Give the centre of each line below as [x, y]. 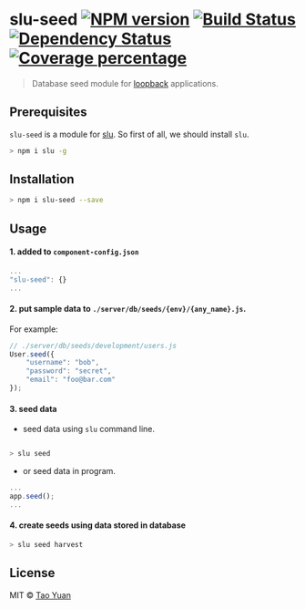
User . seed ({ [32, 354]
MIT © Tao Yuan [40, 595]
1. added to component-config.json [74, 252]
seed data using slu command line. [88, 429]
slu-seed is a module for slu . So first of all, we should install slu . [129, 134]
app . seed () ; [32, 496]
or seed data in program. [69, 471]
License [32, 573]
